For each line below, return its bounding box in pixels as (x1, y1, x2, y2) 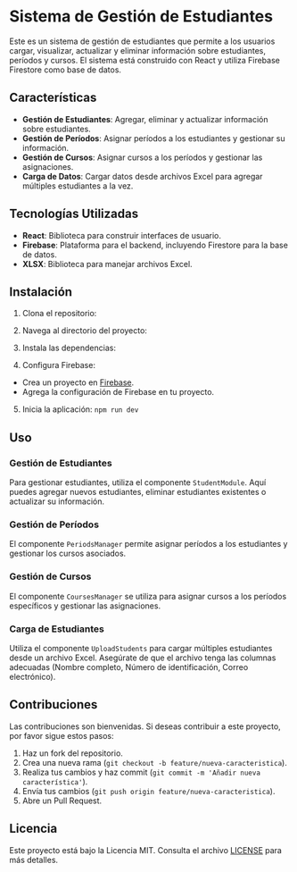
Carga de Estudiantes (9, 623, 104, 635)
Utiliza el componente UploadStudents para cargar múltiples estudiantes (9, 642, 273, 653)
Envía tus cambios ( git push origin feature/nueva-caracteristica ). (21, 785, 276, 796)
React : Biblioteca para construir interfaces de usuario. (21, 230, 221, 240)
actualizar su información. (9, 496, 105, 507)
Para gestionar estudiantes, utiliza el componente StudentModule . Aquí (9, 477, 267, 488)
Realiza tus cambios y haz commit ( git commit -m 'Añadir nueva (21, 767, 261, 777)
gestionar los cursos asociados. (9, 548, 127, 559)
